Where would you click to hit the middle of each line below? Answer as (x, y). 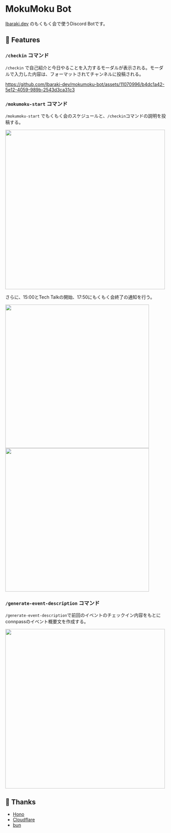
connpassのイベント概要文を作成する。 (47, 622)
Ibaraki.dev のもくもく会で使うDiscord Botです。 (57, 23)
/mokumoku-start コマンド (36, 104)
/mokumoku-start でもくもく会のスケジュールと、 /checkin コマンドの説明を (83, 116)
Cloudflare (24, 820)
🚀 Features (23, 40)
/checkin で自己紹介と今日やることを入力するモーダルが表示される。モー (82, 67)
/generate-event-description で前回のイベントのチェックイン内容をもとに (83, 615)
